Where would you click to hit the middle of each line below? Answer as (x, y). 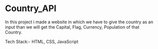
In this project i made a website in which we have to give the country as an (79, 22)
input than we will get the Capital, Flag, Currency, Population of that (72, 27)
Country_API (31, 8)
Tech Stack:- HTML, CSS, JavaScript (42, 41)
